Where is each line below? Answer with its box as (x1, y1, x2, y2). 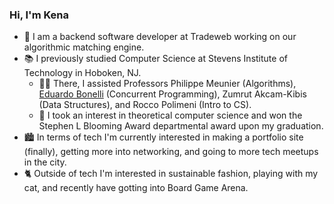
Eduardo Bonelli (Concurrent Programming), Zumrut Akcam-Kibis (38, 88, 307, 100)
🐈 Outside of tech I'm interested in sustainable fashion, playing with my (23, 168, 319, 180)
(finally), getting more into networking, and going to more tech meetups (23, 146, 319, 158)
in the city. (23, 156, 67, 168)
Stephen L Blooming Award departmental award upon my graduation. (38, 120, 324, 132)
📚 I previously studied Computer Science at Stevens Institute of (23, 53, 288, 65)
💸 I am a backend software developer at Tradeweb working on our (23, 31, 297, 43)
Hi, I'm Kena (9, 8, 69, 22)
